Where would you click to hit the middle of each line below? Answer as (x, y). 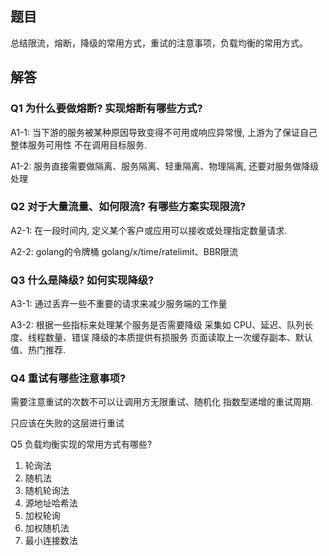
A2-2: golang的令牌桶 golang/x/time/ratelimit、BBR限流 (124, 251)
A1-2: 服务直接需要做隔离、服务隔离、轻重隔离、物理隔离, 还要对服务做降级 (165, 166)
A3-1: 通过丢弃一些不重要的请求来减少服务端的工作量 (119, 304)
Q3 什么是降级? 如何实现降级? (82, 280)
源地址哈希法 (51, 503)
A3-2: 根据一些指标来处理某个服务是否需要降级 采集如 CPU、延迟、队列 (157, 325)
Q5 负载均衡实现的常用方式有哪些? (81, 444)
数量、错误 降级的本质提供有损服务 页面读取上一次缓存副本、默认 (178, 338)
